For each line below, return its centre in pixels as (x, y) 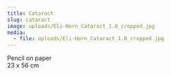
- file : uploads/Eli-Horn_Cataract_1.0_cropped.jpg (89, 39)
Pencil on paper (30, 58)
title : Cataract (30, 13)
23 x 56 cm (23, 65)
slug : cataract (29, 20)
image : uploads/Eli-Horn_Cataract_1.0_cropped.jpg (81, 26)
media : (16, 32)
